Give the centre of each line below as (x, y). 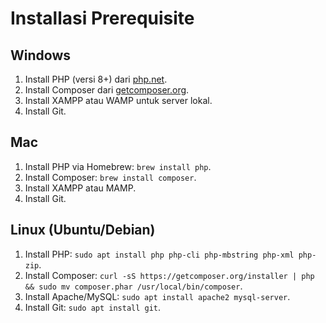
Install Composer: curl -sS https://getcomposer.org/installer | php (169, 275)
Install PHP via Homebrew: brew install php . (118, 166)
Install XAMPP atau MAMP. (80, 188)
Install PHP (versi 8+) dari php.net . (96, 79)
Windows (40, 55)
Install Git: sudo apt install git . (93, 307)
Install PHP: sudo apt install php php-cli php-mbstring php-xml (159, 254)
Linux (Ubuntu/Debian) (83, 230)
